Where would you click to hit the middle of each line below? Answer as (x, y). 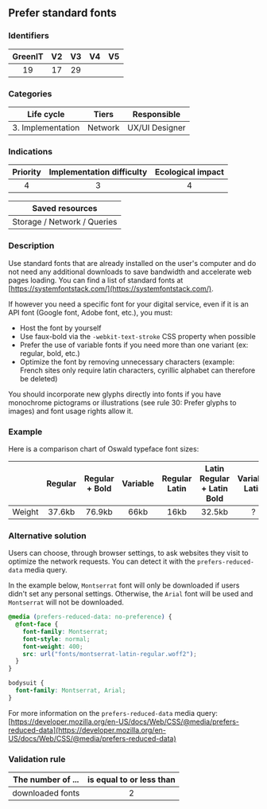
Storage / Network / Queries (65, 222)
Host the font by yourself (60, 328)
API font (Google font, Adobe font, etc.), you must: (91, 312)
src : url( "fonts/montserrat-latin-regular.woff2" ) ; (110, 654)
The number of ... (46, 780)
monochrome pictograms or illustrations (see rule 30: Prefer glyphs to (122, 402)
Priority (27, 172)
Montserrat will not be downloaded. (66, 602)
